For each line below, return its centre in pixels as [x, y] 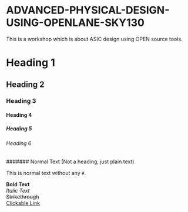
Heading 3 [21, 101]
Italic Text [18, 190]
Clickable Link [23, 203]
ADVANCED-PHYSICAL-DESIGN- [88, 10]
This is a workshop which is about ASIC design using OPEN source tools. [95, 39]
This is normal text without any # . [46, 173]
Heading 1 [31, 63]
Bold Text [18, 184]
